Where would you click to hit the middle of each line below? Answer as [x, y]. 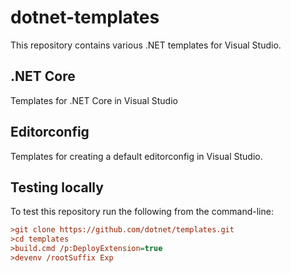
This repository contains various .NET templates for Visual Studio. [146, 45]
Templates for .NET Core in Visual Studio [94, 100]
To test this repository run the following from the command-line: [142, 212]
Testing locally [57, 187]
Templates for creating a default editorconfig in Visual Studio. [136, 156]
